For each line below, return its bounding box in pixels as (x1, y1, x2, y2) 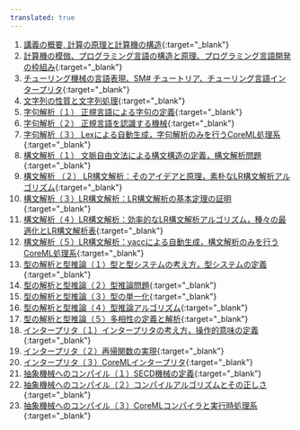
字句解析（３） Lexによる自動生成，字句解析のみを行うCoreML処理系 (22, 129, 281, 139)
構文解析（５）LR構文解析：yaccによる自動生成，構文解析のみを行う (22, 236, 279, 247)
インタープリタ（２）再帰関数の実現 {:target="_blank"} (22, 345, 225, 356)
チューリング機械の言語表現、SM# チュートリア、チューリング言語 (22, 73, 270, 84)
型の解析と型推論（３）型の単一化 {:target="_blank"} (22, 291, 217, 301)
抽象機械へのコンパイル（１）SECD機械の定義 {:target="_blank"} (22, 368, 262, 379)
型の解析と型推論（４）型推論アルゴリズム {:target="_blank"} (22, 302, 249, 313)
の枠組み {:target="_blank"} (22, 61, 123, 72)
